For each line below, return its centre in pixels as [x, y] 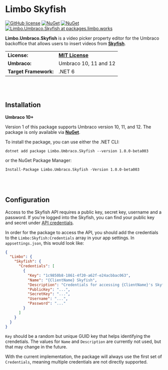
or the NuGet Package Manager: [38, 160]
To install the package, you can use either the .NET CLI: [62, 142]
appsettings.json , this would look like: [45, 243]
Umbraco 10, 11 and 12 [87, 63]
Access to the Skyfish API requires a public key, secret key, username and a [83, 212]
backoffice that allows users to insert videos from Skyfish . [65, 43]
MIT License [73, 55]
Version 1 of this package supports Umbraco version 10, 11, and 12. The [78, 127]
